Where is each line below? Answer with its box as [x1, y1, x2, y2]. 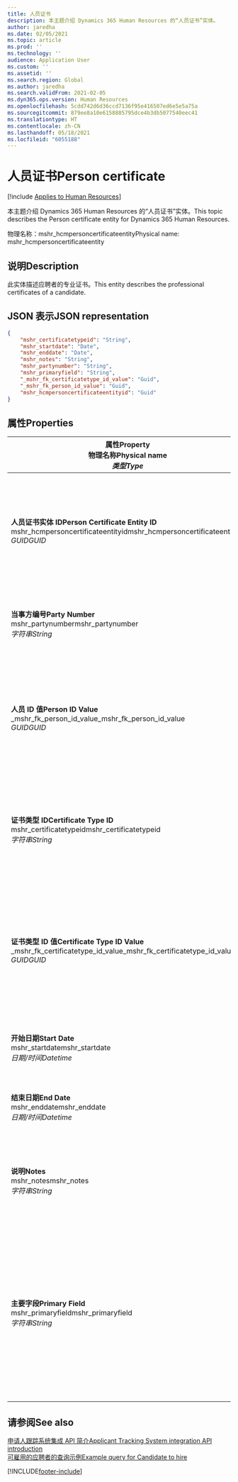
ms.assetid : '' [7, 70, 52, 77]
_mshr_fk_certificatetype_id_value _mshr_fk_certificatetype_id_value [11, 946, 236, 956]
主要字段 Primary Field [11, 1299, 86, 1309]
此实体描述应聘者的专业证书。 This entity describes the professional [7, 280, 205, 288]
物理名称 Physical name [88, 450, 168, 460]
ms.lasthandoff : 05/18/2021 [7, 129, 91, 136]
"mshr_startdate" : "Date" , [20, 343, 100, 350]
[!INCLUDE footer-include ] [7, 1467, 83, 1476]
